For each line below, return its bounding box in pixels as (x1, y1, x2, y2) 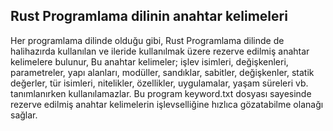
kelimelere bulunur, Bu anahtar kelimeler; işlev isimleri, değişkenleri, (10, 55, 289, 68)
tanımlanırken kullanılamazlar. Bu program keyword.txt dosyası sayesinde (10, 87, 312, 99)
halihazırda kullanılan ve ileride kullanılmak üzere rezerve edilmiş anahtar (10, 45, 310, 57)
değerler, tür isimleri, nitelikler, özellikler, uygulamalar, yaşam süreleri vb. (10, 77, 309, 89)
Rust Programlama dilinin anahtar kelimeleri (10, 8, 288, 25)
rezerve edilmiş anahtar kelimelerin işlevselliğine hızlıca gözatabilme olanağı (10, 98, 324, 110)
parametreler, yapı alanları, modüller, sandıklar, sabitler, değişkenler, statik (10, 66, 315, 78)
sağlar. (10, 109, 38, 121)
